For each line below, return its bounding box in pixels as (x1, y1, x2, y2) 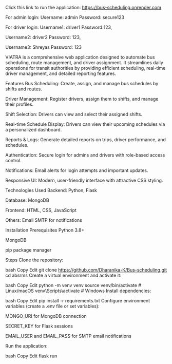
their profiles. (5, 101, 34, 107)
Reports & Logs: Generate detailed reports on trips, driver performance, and (5, 137, 166, 143)
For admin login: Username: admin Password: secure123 (5, 14, 125, 20)
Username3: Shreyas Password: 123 (5, 44, 82, 50)
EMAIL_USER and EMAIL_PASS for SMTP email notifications (5, 333, 132, 339)
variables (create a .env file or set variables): (5, 303, 100, 309)
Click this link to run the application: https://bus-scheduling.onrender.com (5, 5, 162, 10)
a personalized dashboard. (5, 127, 62, 132)
